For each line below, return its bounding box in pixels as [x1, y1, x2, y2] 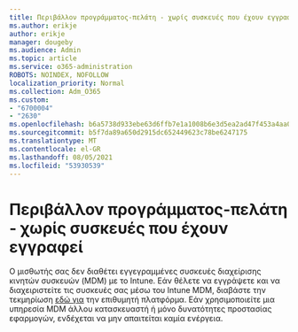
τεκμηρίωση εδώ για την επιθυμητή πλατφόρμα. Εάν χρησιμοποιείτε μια [9, 294, 275, 305]
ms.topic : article [9, 54, 77, 63]
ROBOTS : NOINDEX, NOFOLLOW [9, 71, 109, 80]
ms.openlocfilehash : [9, 120, 86, 129]
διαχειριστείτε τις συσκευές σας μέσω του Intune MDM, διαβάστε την [9, 285, 266, 296]
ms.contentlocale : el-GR [9, 144, 101, 153]
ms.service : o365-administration [9, 63, 133, 72]
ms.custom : [9, 95, 50, 104]
